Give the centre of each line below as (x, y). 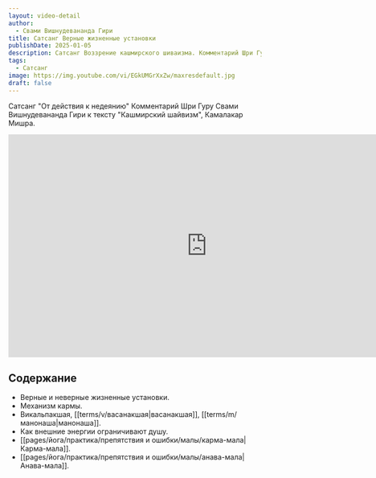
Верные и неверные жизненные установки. (95, 398)
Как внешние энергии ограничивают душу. (94, 431)
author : (21, 23)
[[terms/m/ (219, 415)
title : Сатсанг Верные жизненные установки (82, 38)
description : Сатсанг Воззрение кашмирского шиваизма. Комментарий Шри (131, 53)
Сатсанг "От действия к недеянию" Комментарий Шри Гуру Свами (123, 106)
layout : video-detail (45, 16)
